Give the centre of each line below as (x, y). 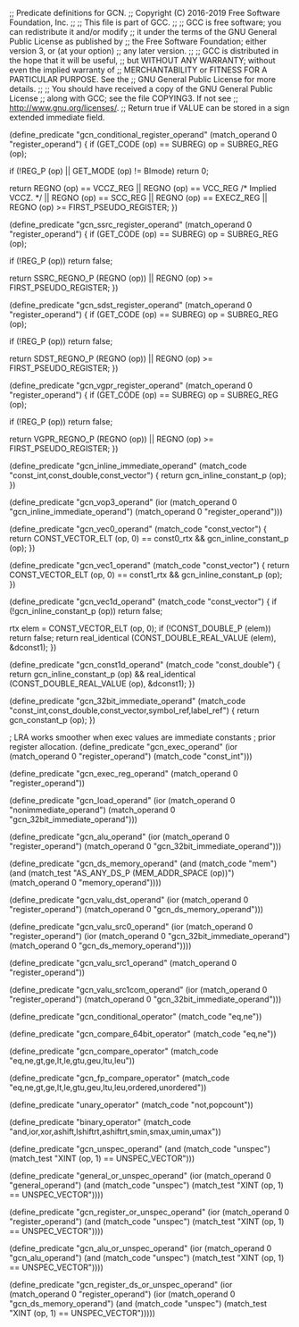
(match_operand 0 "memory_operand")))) (86, 882)
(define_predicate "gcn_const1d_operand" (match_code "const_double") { (145, 664)
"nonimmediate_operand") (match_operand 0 (92, 810)
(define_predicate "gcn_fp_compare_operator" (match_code (120, 1078)
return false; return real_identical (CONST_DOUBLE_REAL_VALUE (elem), (143, 638)
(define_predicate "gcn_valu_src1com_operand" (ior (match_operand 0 (138, 990)
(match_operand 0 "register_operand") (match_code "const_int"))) (131, 756)
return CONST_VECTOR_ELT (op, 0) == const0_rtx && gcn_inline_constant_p (149, 538)
